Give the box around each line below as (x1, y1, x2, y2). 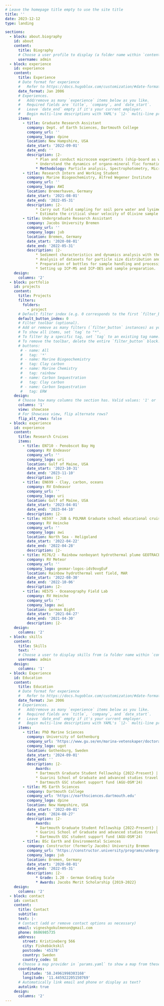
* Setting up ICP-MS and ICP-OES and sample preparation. (36, 266, 156, 271)
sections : (5, 30, 25, 35)
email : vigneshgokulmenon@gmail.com (18, 925, 93, 930)
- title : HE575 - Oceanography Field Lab (22, 589, 108, 594)
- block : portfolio (9, 280, 49, 285)
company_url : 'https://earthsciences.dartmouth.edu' (26, 793, 137, 799)
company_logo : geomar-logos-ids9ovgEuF (26, 566, 108, 571)
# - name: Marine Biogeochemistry (20, 357, 91, 362)
